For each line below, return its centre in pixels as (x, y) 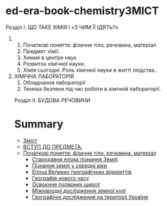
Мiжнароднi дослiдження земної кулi (79, 191)
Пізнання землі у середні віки (69, 165)
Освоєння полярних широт (66, 184)
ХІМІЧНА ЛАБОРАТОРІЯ (44, 76)
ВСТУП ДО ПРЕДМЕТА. (53, 146)
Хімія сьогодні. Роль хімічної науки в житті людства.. (90, 70)
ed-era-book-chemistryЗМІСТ (82, 11)
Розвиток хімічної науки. (54, 64)
